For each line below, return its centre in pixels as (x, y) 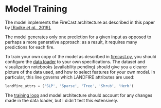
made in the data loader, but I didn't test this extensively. (62, 100)
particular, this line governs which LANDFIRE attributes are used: (70, 77)
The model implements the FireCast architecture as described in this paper (80, 22)
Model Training (36, 9)
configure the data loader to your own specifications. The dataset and (75, 62)
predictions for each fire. (30, 47)
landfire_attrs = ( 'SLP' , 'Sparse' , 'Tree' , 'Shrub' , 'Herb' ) (69, 86)
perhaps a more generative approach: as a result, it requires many (71, 42)
